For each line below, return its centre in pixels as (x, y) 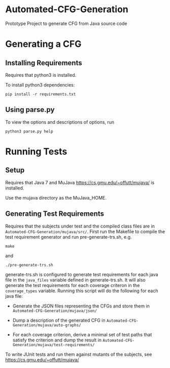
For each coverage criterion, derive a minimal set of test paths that (82, 334)
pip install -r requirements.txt (41, 94)
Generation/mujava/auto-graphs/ (47, 325)
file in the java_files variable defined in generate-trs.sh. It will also (75, 280)
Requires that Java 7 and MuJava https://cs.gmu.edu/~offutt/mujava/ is (80, 182)
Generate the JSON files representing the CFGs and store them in (81, 306)
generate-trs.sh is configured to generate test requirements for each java (82, 274)
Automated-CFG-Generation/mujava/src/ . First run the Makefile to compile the (85, 231)
